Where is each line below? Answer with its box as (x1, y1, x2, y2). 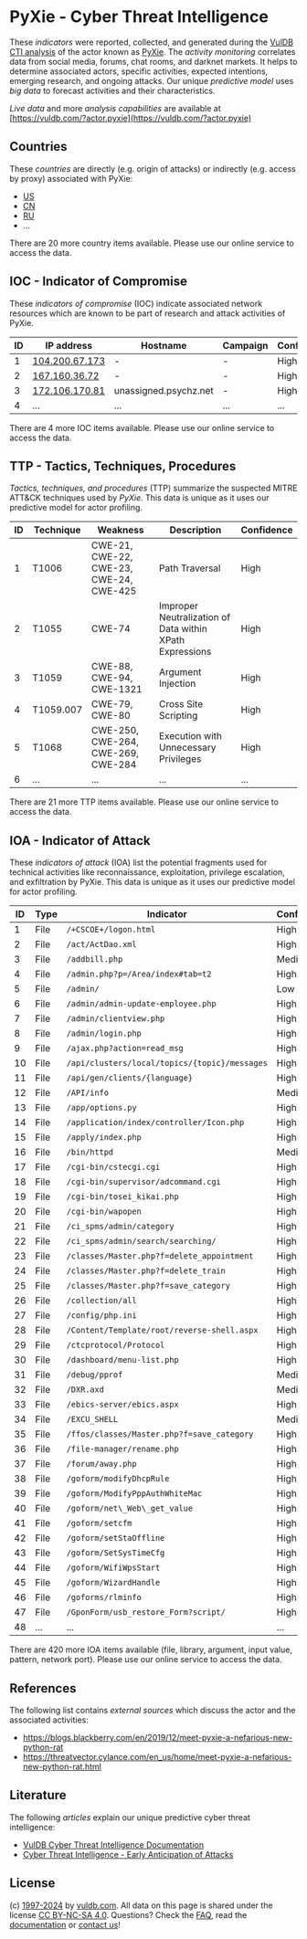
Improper (158, 600, 199, 613)
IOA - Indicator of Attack (9, 833, 151, 848)
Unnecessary (158, 742, 217, 754)
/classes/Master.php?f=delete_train (66, 1266, 226, 1276)
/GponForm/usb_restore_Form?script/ (66, 1607, 226, 1618)
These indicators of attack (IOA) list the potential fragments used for (9, 857, 268, 869)
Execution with (158, 730, 222, 743)
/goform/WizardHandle (66, 1577, 161, 1588)
